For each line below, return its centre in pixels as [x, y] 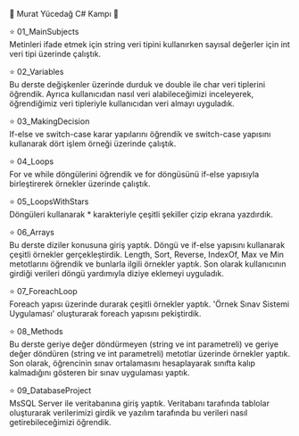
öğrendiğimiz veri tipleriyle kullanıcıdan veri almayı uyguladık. [122, 103]
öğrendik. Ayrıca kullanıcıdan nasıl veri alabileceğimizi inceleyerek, [132, 94]
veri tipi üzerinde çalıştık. [55, 54]
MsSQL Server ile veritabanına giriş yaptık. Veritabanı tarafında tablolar [140, 403]
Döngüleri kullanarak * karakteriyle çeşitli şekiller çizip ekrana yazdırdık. [141, 214]
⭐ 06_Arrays [32, 232]
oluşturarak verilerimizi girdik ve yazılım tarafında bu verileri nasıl [129, 413]
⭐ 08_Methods [37, 331]
